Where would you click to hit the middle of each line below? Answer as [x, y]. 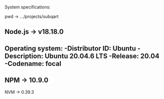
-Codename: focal [33, 64]
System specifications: [28, 7]
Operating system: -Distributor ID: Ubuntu [70, 48]
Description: [24, 56]
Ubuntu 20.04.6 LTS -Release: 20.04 [102, 56]
